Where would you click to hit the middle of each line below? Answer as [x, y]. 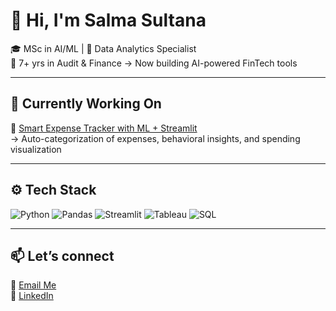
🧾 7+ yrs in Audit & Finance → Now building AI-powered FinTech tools [154, 63]
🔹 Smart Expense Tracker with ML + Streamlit [104, 128]
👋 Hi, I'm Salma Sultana [108, 20]
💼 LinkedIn [32, 296]
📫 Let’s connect [62, 255]
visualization [36, 149]
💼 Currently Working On [86, 104]
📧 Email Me [33, 285]
